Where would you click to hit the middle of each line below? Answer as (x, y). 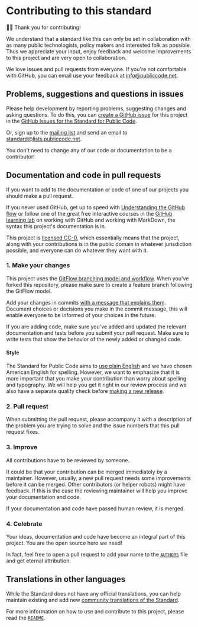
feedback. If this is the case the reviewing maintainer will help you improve (97, 491)
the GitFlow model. (29, 291)
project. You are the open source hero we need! (64, 543)
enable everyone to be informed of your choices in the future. (81, 315)
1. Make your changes (38, 265)
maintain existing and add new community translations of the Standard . (93, 600)
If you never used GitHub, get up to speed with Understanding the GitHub (95, 207)
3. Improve (22, 447)
